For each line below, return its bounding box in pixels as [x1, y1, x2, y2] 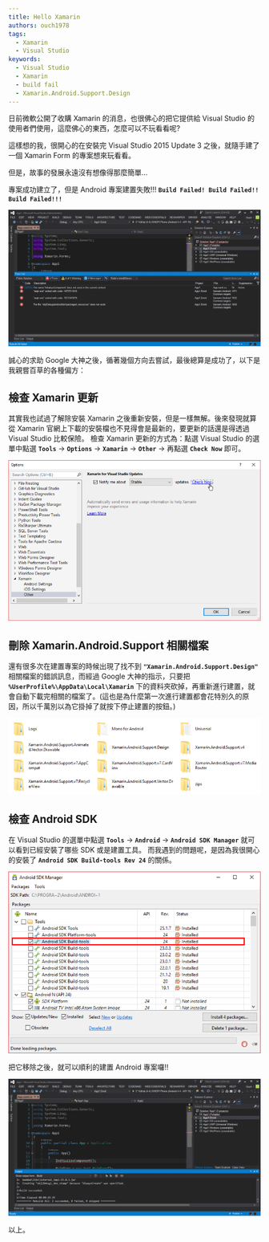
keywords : [8, 55, 42, 63]
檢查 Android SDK [8, 812, 98, 826]
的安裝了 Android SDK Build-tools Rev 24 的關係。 [8, 855, 176, 865]
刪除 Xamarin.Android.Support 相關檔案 [8, 638, 209, 652]
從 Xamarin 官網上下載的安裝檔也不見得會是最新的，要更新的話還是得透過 [8, 424, 250, 434]
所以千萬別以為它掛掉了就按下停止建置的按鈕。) [22, 702, 176, 711]
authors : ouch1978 [8, 21, 70, 30]
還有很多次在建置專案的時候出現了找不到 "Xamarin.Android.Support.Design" [8, 662, 259, 671]
